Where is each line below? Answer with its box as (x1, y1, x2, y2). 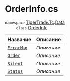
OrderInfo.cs (5, 3, 58, 15)
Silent (7, 61, 23, 66)
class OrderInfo (16, 24, 48, 30)
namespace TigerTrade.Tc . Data (5, 19, 65, 25)
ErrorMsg (7, 45, 28, 50)
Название (7, 36, 32, 43)
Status (7, 68, 23, 74)
